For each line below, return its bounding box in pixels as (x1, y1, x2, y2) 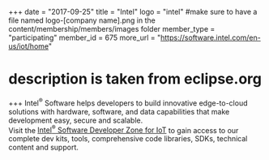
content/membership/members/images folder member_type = (8, 24, 216, 33)
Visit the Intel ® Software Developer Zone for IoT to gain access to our (8, 123, 239, 135)
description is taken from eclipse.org (8, 70, 262, 89)
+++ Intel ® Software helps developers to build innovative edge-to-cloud (8, 97, 248, 108)
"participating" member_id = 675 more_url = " (8, 32, 161, 42)
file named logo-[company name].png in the (8, 15, 156, 25)
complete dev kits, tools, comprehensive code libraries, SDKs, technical (8, 134, 248, 144)
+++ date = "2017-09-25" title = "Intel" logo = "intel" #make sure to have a (8, 7, 258, 16)
